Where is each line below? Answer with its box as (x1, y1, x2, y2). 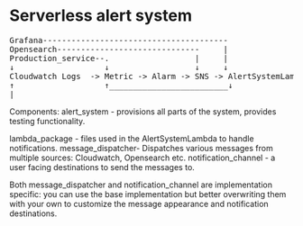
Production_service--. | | (9, 53, 228, 63)
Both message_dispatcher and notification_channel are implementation (9, 179, 273, 190)
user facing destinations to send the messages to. (9, 161, 196, 172)
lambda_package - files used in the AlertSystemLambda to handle (9, 132, 254, 144)
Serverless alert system (9, 5, 192, 26)
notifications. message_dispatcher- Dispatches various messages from (9, 142, 273, 153)
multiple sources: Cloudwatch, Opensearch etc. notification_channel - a (9, 152, 276, 163)
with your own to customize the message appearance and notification (9, 198, 269, 209)
